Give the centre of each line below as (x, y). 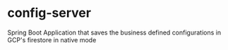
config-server (49, 13)
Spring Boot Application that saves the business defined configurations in (114, 32)
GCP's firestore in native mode (52, 39)
